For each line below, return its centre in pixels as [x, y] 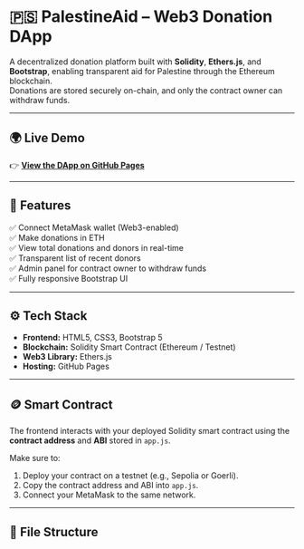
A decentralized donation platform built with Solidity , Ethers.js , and [136, 62]
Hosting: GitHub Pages [66, 366]
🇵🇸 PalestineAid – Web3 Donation [141, 17]
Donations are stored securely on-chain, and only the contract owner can [146, 90]
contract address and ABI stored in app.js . [90, 440]
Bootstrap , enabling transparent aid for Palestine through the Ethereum [142, 71]
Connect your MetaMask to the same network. [109, 495]
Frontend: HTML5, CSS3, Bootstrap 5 [92, 338]
